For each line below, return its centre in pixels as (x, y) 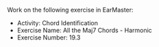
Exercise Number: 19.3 (49, 37)
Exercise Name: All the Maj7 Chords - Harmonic (84, 30)
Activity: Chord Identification (57, 23)
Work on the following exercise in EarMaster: (70, 10)
